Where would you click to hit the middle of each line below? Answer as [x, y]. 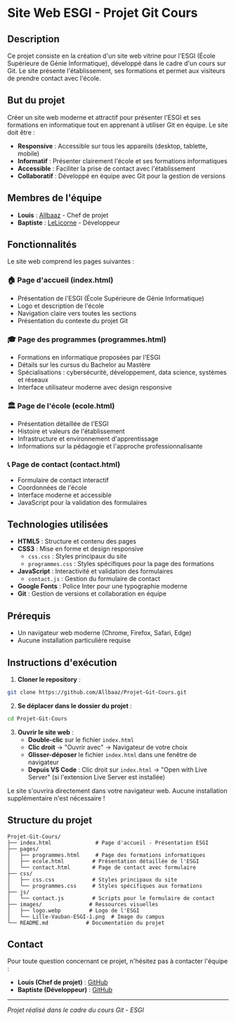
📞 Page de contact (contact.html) [64, 465]
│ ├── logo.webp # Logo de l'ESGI [73, 910]
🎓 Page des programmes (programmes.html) [87, 339]
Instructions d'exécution [62, 662]
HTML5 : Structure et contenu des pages [77, 541]
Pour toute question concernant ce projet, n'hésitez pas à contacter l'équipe [118, 961]
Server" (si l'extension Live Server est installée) [97, 777]
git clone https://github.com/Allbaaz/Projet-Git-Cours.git [97, 693]
